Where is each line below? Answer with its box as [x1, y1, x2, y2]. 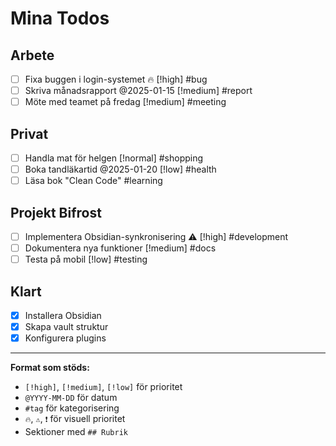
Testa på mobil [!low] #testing [24, 253, 148, 266]
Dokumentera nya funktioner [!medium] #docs [24, 242, 217, 254]
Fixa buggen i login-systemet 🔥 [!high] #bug [24, 73, 208, 85]
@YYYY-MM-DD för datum [24, 392, 118, 404]
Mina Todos [10, 7, 110, 30]
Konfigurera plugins [24, 332, 107, 344]
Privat [10, 125, 49, 142]
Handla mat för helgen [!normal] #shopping [24, 152, 204, 164]
